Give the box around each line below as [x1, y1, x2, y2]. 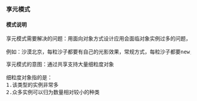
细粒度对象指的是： [6, 75, 53, 81]
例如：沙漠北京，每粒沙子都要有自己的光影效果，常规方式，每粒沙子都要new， [6, 49, 195, 55]
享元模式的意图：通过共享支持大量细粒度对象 [6, 61, 114, 68]
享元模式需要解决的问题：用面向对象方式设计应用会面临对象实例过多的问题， [6, 35, 191, 42]
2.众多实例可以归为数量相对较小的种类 [6, 89, 100, 96]
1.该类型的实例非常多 [6, 82, 59, 89]
